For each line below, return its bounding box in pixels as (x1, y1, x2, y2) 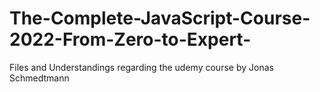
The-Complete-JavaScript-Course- (9, 7, 311, 30)
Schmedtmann (9, 72, 70, 84)
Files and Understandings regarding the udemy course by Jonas (9, 61, 274, 73)
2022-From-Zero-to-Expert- (9, 28, 252, 51)
